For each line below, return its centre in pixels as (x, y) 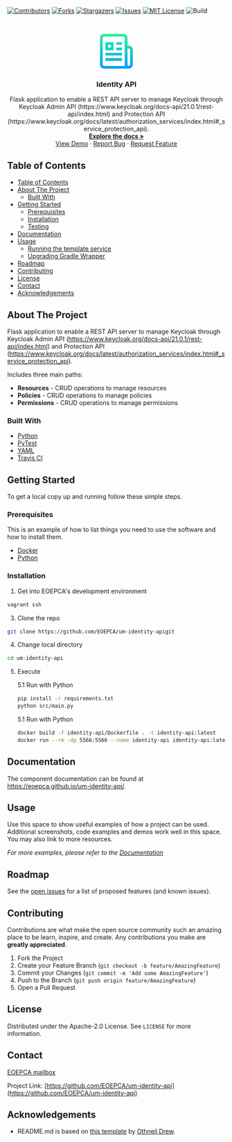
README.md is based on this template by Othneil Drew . (96, 1132)
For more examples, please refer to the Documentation (86, 853)
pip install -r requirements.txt (65, 699)
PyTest (27, 443)
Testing (38, 226)
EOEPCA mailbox (32, 1072)
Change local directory (50, 645)
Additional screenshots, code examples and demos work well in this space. (114, 832)
